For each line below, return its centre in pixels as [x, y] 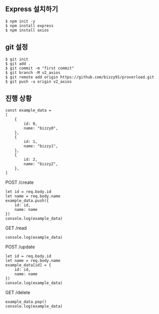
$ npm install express [29, 26]
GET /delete [18, 293]
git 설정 [17, 47]
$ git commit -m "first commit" [40, 68]
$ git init [17, 59]
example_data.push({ [27, 201]
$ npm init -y [20, 21]
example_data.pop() [26, 302]
